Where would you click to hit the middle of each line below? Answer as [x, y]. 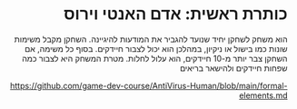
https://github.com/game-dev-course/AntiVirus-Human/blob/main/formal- [148, 85]
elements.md [263, 95]
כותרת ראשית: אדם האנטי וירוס [175, 14]
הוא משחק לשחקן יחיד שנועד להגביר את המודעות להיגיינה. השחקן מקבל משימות [151, 39]
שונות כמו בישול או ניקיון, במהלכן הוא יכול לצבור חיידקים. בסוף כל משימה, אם [156, 48]
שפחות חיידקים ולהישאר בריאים [233, 68]
